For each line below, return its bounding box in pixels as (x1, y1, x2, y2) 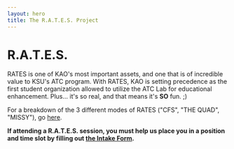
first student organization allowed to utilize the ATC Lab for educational (7, 85, 212, 93)
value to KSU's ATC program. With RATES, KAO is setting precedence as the (7, 78, 228, 86)
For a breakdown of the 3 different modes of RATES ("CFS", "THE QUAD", (7, 106, 220, 114)
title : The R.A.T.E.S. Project (7, 17, 99, 24)
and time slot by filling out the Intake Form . (7, 134, 135, 143)
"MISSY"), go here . (7, 113, 62, 122)
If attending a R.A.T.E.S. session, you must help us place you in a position (7, 127, 226, 135)
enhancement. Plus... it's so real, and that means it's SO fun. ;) (7, 92, 188, 101)
